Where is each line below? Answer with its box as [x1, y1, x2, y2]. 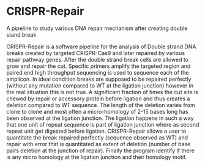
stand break [6, 31, 37, 38]
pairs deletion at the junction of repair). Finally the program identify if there [6, 147, 195, 154]
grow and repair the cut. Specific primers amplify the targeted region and [6, 62, 191, 70]
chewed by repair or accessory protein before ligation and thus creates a [6, 95, 190, 102]
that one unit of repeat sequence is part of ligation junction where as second [6, 121, 199, 128]
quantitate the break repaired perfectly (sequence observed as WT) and [6, 133, 188, 141]
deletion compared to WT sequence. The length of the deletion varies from [6, 101, 196, 108]
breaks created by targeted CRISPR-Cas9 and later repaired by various [6, 49, 185, 56]
